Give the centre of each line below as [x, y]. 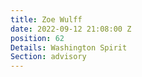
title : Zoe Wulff [46, 19]
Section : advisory [48, 57]
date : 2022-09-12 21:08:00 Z [71, 29]
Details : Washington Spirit [69, 47]
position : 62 [37, 38]
